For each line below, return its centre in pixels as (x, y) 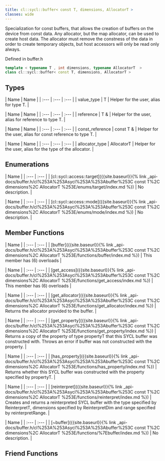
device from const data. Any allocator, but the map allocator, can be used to (82, 33)
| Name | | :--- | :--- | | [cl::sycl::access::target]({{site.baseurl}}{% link (76, 176)
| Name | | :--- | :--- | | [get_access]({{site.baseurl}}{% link (65, 270)
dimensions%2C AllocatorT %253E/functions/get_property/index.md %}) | (81, 331)
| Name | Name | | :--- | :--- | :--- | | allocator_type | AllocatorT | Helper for (80, 144)
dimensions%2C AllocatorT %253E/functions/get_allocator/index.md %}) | (81, 305)
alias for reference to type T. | (35, 120)
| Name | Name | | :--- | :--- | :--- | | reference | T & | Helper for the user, (78, 114)
